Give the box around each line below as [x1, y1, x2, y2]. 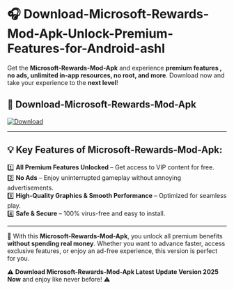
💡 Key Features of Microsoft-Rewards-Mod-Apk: [7, 144, 223, 156]
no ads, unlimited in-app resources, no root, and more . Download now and [7, 71, 225, 79]
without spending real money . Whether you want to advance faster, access [7, 239, 226, 247]
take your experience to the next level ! [7, 78, 118, 86]
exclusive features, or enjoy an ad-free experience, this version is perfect [7, 246, 218, 255]
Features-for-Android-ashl [7, 40, 166, 56]
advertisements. [7, 183, 54, 192]
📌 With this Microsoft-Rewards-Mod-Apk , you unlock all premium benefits [7, 231, 223, 240]
